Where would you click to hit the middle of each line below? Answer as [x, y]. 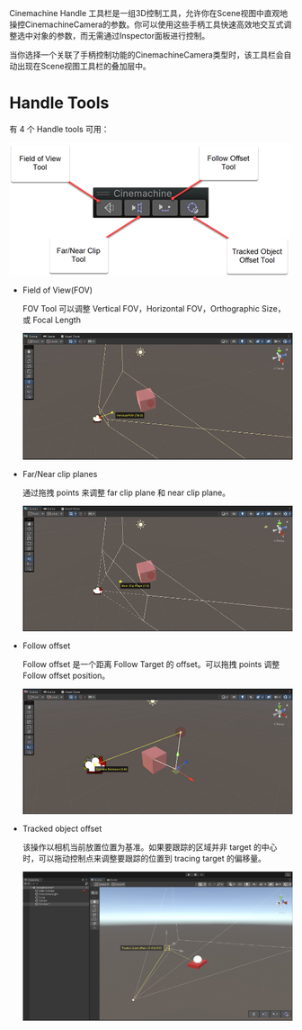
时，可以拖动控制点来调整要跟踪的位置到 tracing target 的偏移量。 [144, 859]
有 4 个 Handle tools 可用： [59, 129]
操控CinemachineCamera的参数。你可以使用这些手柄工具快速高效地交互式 [147, 24]
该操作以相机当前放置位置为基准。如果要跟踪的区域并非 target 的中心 [150, 847]
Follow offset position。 [66, 676]
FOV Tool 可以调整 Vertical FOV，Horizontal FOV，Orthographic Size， [154, 308]
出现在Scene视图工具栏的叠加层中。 [84, 66]
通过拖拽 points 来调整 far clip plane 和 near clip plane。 [126, 492]
